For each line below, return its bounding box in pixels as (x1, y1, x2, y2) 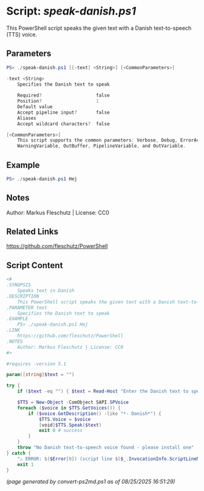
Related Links (6, 227, 59, 237)
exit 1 (17, 461, 34, 467)
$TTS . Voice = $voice (38, 416, 91, 422)
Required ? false (17, 92, 110, 98)
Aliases (17, 115, 36, 121)
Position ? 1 (17, 98, 99, 105)
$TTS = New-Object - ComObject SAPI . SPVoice (17, 399, 129, 405)
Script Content (6, 260, 63, 270)
